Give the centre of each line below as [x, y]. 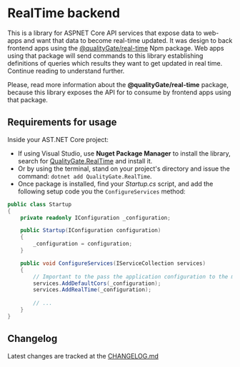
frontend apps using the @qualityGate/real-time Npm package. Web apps [116, 48]
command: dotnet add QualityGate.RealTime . [85, 176]
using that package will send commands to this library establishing [105, 56]
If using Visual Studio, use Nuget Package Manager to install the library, [124, 153]
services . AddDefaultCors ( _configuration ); [97, 283]
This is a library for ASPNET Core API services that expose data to [105, 33]
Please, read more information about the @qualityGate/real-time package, [118, 84]
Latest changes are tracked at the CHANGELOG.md [83, 356]
